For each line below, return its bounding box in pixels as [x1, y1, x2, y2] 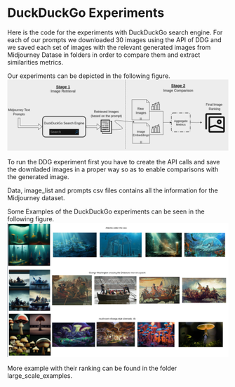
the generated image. [7, 173, 69, 181]
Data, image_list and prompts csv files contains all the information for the [7, 186, 219, 195]
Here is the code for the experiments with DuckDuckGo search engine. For [7, 28, 223, 37]
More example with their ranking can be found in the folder [7, 364, 177, 372]
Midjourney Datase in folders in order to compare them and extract [7, 51, 201, 59]
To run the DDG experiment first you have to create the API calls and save [7, 158, 220, 166]
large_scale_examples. [7, 372, 72, 380]
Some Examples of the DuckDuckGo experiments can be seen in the [7, 207, 205, 216]
